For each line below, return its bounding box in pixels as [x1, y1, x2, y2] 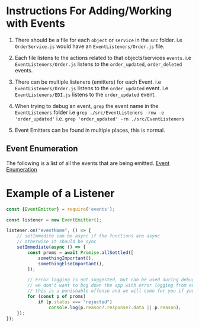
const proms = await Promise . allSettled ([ [27, 249, 134, 256]
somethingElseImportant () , [37, 261, 105, 266]
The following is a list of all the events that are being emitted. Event [6, 159, 170, 167]
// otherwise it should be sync [17, 239, 97, 245]
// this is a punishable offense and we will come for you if [27, 288, 184, 294]
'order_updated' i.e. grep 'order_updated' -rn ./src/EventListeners [14, 115, 185, 122]
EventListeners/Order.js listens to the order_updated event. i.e [14, 84, 169, 91]
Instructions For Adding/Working [6, 4, 172, 18]
